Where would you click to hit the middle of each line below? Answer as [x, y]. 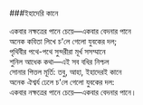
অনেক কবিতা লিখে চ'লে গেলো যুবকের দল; [63, 41]
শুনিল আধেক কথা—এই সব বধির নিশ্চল [59, 62]
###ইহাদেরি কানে [34, 13]
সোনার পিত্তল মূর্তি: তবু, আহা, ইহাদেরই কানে [66, 72]
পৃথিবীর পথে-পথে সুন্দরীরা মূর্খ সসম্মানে [57, 52]
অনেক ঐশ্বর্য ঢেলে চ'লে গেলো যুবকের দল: [62, 82]
